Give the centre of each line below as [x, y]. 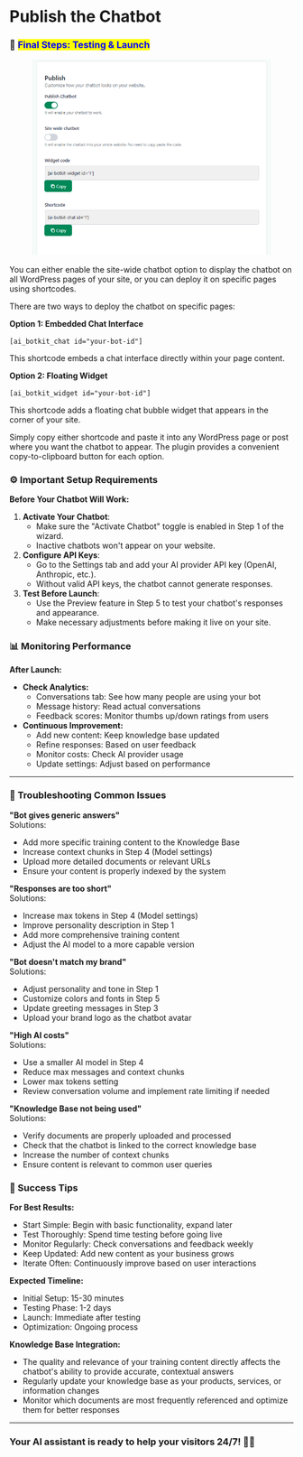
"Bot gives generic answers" [64, 815]
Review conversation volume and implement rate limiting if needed [146, 1090]
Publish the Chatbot [86, 17]
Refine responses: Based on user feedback [116, 744]
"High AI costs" [39, 1035]
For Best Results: [42, 1208]
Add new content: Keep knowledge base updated [128, 735]
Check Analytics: [55, 687]
